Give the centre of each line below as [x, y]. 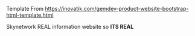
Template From [25, 9]
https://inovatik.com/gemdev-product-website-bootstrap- [117, 9]
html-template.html [30, 15]
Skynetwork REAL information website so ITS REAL [70, 27]
